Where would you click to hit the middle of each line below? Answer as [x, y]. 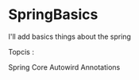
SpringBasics [53, 15]
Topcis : [21, 51]
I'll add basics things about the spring [69, 36]
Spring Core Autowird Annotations [64, 67]
